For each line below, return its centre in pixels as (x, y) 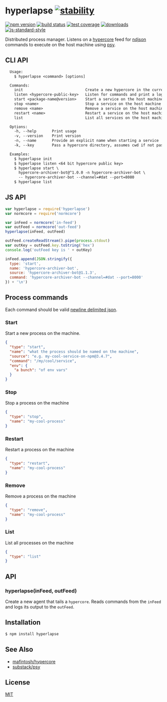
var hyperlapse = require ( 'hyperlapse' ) (48, 209)
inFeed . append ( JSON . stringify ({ (39, 259)
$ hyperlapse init (33, 159)
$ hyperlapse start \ (36, 168)
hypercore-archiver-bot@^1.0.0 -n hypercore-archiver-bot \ (82, 173)
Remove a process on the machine (41, 496)
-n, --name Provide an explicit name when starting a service (86, 141)
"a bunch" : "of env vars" (41, 370)
